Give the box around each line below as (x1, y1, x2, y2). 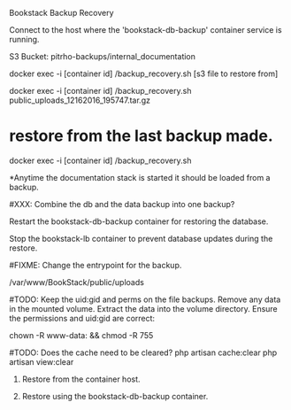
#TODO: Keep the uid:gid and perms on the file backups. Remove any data (9, 294, 281, 305)
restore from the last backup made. (9, 126, 274, 146)
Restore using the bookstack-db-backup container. (21, 391, 209, 401)
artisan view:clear (9, 356, 74, 367)
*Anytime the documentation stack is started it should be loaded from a (9, 172, 271, 182)
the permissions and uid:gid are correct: (9, 313, 156, 323)
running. (9, 35, 40, 44)
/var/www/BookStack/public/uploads (9, 276, 144, 287)
